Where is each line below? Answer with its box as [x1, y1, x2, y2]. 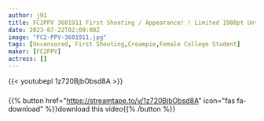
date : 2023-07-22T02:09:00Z [8, 26, 101, 34]
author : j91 [8, 11, 47, 20]
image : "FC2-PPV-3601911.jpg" [8, 33, 108, 41]
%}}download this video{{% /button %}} [45, 104, 176, 113]
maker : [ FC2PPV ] [8, 48, 61, 55]
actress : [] [8, 55, 47, 63]
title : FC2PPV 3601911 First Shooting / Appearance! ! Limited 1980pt [8, 19, 244, 27]
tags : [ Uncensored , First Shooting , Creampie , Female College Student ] [8, 41, 241, 48]
